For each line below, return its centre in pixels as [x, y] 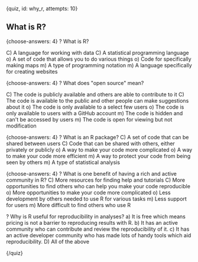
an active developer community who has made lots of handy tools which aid [99, 235]
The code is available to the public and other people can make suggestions [98, 100]
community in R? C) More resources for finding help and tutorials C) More [96, 180]
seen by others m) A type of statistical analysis [63, 162]
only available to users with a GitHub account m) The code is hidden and [95, 113]
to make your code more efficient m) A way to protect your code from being [98, 156]
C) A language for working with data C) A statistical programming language [98, 53]
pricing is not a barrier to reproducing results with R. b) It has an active [92, 222]
